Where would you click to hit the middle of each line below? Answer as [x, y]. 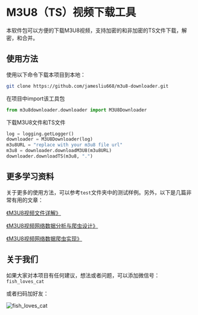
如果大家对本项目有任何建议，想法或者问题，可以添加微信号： [83, 275]
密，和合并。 [22, 38]
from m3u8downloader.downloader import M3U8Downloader [77, 110]
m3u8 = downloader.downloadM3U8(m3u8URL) [59, 151]
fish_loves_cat [25, 281]
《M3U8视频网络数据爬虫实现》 [44, 238]
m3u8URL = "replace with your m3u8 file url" [64, 145]
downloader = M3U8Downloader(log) [50, 139]
